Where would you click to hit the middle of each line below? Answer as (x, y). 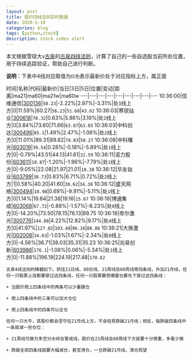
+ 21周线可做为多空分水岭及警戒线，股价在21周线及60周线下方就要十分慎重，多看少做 (95, 339)
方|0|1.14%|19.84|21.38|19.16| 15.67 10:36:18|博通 (64, 198)
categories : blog (27, 28)
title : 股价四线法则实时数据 (37, 17)
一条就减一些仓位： (26, 327)
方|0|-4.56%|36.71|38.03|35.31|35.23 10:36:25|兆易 (68, 242)
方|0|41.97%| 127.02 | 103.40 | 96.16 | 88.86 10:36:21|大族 (70, 228)
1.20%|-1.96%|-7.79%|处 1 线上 (85, 162)
